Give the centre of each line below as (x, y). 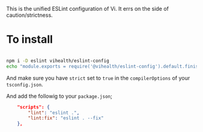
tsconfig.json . (25, 84)
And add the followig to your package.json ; (60, 96)
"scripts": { (34, 107)
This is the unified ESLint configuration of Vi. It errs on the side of (88, 9)
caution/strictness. (30, 15)
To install (30, 39)
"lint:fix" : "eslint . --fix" (66, 118)
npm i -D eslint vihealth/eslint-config (58, 61)
